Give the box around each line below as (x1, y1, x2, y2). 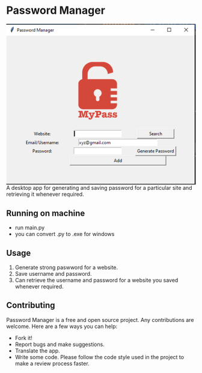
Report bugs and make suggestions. (14, 341, 105, 348)
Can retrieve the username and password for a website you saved (14, 277, 179, 284)
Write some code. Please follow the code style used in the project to (14, 353, 185, 360)
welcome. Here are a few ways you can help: (6, 323, 118, 330)
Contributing (6, 300, 55, 311)
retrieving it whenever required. (6, 190, 84, 198)
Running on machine (6, 208, 85, 218)
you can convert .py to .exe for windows (14, 231, 115, 238)
